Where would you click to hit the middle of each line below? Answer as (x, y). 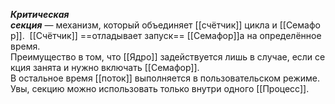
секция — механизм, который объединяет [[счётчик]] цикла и (144, 25)
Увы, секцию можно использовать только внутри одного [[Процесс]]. (160, 88)
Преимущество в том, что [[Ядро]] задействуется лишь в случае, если (161, 57)
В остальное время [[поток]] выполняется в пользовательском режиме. (165, 78)
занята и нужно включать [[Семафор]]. (116, 67)
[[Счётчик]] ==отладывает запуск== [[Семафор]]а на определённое (175, 35)
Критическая (40, 14)
